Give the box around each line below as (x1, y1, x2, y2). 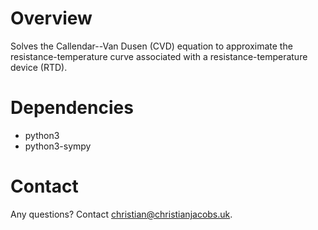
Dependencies (10, 97, 134, 119)
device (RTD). (10, 61, 68, 73)
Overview (10, 7, 93, 30)
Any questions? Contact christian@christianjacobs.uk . (10, 208, 233, 220)
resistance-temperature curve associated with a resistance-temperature (10, 50, 308, 62)
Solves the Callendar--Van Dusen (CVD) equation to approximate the (10, 40, 293, 52)
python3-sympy (24, 140, 92, 152)
